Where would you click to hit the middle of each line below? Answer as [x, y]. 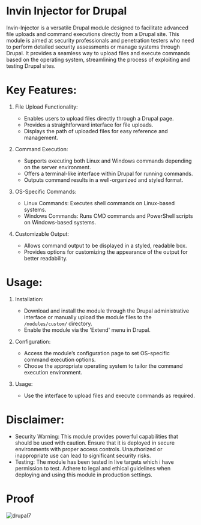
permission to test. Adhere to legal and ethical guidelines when [93, 468]
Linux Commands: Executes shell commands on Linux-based [99, 203]
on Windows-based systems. [60, 222]
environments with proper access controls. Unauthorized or [88, 449]
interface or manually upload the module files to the [88, 317]
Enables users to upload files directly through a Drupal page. [99, 118]
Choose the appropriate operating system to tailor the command [103, 366]
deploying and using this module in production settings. [84, 475]
